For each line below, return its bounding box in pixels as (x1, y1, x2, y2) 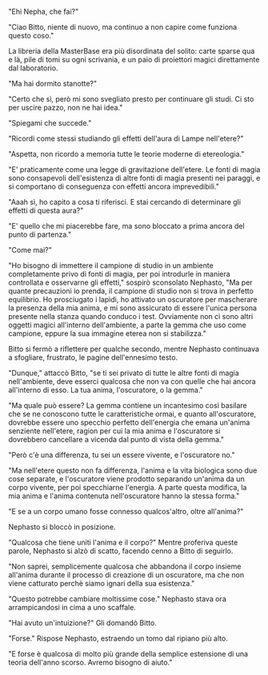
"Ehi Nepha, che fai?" (8, 7, 79, 16)
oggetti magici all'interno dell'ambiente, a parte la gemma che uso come (8, 320, 246, 330)
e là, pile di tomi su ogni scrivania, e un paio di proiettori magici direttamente (8, 55, 260, 64)
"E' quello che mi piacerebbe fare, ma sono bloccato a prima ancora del (8, 222, 246, 230)
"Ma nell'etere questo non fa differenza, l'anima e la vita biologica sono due (8, 465, 258, 475)
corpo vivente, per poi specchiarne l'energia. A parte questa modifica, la (8, 483, 247, 492)
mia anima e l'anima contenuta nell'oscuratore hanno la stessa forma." (8, 491, 240, 501)
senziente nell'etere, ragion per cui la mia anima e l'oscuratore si (8, 426, 221, 435)
